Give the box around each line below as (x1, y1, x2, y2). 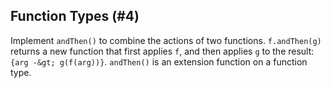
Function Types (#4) (10, 8, 140, 25)
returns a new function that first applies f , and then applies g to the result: (10, 45, 315, 57)
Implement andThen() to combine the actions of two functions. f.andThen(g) (10, 34, 322, 46)
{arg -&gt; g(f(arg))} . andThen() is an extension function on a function (10, 55, 308, 68)
